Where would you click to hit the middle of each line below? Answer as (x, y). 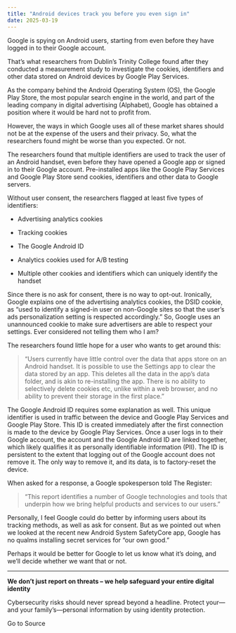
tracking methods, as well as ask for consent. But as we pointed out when (114, 525)
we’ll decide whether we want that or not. (67, 561)
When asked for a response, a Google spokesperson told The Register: (110, 483)
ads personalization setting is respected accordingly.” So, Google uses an (114, 316)
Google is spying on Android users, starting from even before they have (111, 40)
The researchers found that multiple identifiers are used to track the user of (117, 154)
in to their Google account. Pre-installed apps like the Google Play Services (116, 169)
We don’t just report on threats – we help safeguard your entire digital (111, 581)
